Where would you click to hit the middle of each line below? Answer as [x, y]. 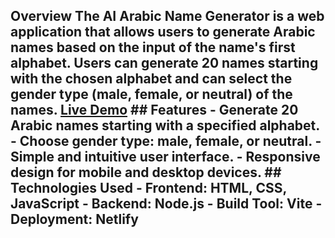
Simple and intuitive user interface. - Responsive [165, 157]
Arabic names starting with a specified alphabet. [165, 125]
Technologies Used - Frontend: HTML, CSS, [148, 188]
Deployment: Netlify [74, 219]
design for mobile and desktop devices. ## [146, 172]
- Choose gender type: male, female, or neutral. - [166, 141]
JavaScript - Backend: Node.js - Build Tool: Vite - [166, 204]
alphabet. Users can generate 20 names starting [164, 63]
